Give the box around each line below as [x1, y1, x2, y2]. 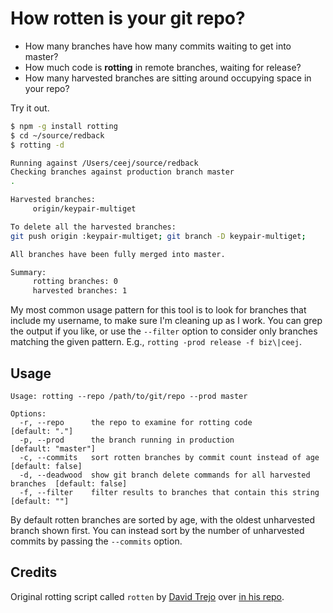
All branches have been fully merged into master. [10, 249, 226, 259]
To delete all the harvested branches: [10, 222, 177, 232]
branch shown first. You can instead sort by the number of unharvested [10, 525, 305, 536]
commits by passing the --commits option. [10, 535, 183, 547]
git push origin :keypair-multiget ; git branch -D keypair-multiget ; [10, 231, 307, 241]
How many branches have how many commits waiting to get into [24, 40, 292, 52]
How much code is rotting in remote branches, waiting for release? [24, 61, 302, 73]
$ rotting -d [10, 140, 65, 150]
